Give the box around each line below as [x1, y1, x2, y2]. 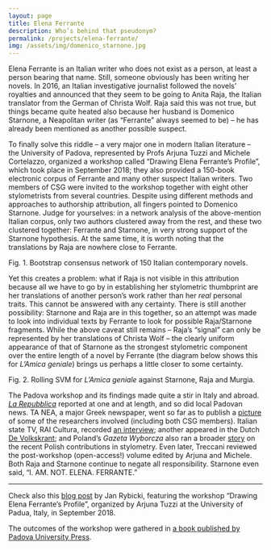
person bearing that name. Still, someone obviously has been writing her [8, 73, 250, 82]
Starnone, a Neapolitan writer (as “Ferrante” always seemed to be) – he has [8, 115, 260, 125]
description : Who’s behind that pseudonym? [8, 27, 157, 35]
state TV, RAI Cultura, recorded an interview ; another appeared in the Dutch [8, 425, 260, 435]
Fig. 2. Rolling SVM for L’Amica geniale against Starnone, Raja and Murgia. [8, 375, 256, 385]
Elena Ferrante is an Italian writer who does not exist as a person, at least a [8, 64, 257, 73]
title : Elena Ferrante [8, 19, 85, 27]
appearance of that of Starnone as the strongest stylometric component [8, 342, 248, 352]
